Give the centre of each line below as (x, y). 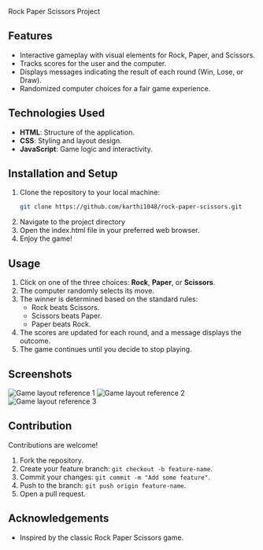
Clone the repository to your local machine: (89, 193)
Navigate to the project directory (72, 222)
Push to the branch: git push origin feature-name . (103, 485)
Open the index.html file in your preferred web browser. (109, 231)
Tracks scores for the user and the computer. (93, 63)
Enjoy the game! (46, 238)
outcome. (35, 341)
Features (30, 36)
